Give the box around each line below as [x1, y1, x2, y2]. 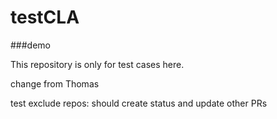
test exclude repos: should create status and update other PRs [10, 97, 268, 109]
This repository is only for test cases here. [10, 58, 185, 70]
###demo [10, 39, 51, 51]
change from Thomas [10, 77, 100, 90]
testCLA [10, 6, 80, 29]
